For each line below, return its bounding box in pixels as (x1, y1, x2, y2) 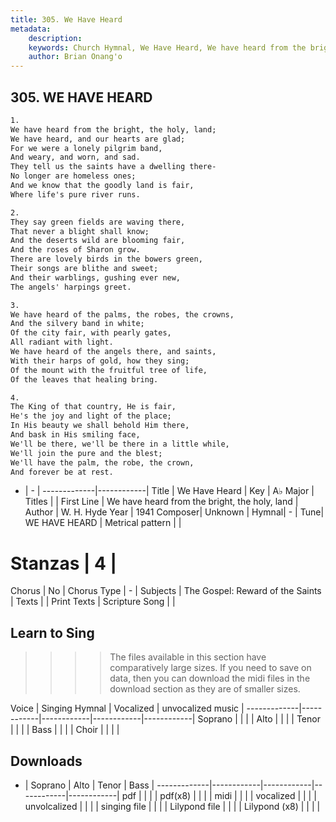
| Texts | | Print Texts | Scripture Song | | (10, 596, 176, 608)
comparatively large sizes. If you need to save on (109, 662, 312, 674)
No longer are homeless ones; (10, 171, 137, 181)
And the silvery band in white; (10, 319, 145, 329)
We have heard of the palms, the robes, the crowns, (10, 309, 235, 320)
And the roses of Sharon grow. (10, 245, 141, 255)
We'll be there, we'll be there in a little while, (10, 439, 230, 449)
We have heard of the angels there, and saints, (10, 347, 217, 357)
